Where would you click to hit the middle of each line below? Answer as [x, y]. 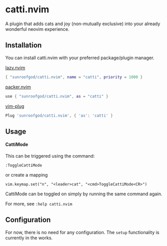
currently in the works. [29, 238]
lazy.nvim [15, 67]
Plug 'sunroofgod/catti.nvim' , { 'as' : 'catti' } [59, 116]
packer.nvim [18, 87]
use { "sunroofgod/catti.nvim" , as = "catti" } [57, 96]
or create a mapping [27, 175]
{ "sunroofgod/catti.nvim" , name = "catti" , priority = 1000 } [74, 77]
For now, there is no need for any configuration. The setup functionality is [82, 232]
